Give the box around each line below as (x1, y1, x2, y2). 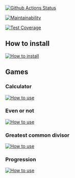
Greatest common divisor (5, 132, 70, 139)
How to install (5, 39, 50, 48)
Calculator (5, 83, 32, 90)
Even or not (5, 107, 35, 114)
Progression (5, 156, 37, 163)
